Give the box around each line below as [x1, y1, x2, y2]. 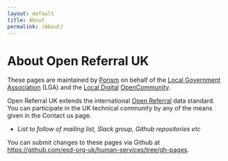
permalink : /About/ [7, 23, 64, 30]
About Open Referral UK [7, 53, 149, 69]
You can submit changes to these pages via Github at [7, 138, 161, 146]
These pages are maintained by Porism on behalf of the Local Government [7, 76, 221, 84]
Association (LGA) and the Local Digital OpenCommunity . [7, 83, 171, 92]
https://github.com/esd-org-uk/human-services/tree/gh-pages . [7, 146, 190, 154]
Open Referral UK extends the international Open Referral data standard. [7, 96, 215, 105]
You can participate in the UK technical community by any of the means [7, 104, 213, 112]
